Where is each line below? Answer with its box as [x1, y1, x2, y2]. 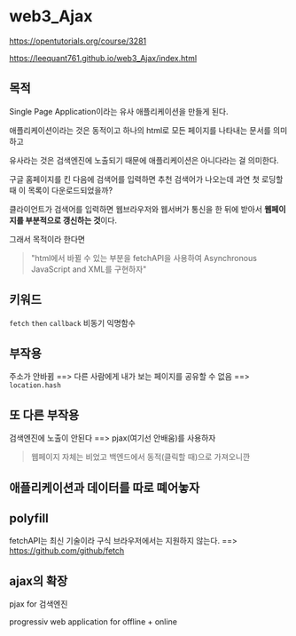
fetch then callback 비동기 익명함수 [9, 317, 136, 328]
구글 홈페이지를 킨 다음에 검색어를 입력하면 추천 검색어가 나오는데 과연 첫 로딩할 [9, 173, 284, 184]
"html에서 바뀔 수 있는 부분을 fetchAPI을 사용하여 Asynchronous [30, 252, 257, 263]
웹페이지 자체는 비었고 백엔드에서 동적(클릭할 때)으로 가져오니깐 [30, 451, 251, 463]
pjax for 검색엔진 [9, 599, 68, 609]
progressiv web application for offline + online [9, 616, 177, 627]
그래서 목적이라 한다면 [9, 234, 86, 244]
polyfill [9, 511, 49, 526]
